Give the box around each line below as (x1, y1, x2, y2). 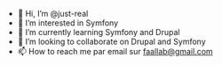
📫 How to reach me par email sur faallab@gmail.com (17, 47, 213, 56)
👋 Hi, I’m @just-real (17, 9, 89, 18)
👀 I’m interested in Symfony (17, 18, 119, 28)
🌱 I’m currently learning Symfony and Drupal (17, 27, 180, 37)
